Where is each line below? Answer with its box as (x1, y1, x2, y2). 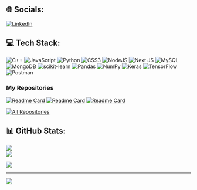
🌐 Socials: (6, 5, 45, 15)
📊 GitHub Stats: (6, 126, 66, 136)
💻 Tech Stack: (6, 38, 60, 48)
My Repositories (6, 83, 54, 91)
